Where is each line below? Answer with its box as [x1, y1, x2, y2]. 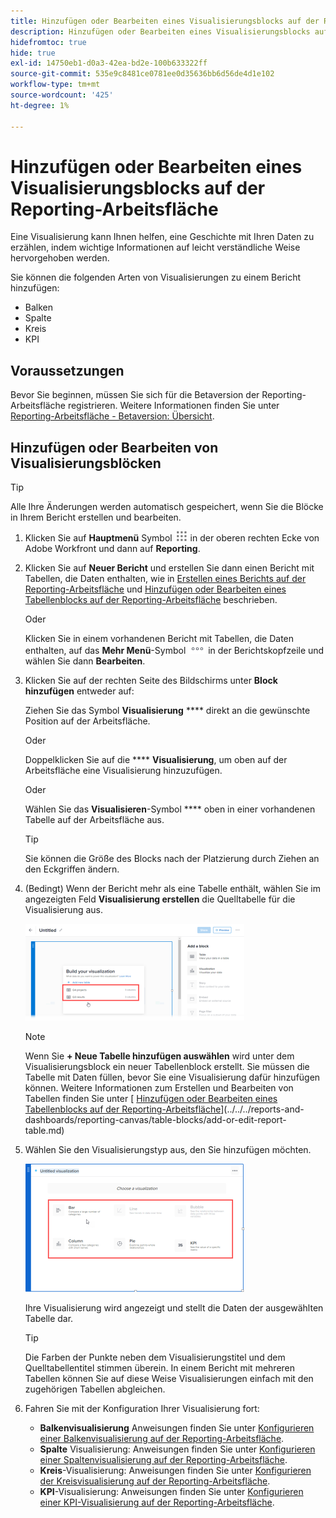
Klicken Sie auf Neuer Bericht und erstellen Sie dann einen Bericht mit [24, 562, 315, 574]
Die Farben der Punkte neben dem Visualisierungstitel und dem [24, 1351, 286, 1364]
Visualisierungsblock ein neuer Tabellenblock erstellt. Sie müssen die [24, 1061, 310, 1073]
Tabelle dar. [24, 1313, 74, 1325]
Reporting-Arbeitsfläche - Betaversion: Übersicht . [10, 410, 215, 422]
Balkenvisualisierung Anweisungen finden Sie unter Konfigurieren [39, 1422, 315, 1434]
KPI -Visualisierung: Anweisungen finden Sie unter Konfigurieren [39, 1486, 304, 1498]
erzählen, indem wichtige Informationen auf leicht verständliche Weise [10, 241, 301, 254]
